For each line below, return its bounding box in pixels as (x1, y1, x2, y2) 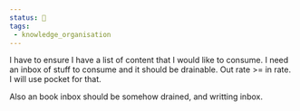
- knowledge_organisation (13, 30, 111, 39)
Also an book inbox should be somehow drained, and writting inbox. (9, 91, 263, 102)
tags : (9, 22, 30, 31)
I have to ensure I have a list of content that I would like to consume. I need (9, 55, 289, 66)
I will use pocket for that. (9, 74, 102, 85)
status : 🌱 (9, 13, 47, 23)
